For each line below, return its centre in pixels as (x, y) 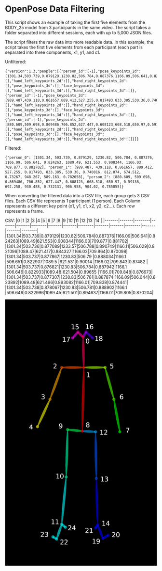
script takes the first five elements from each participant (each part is (74, 47)
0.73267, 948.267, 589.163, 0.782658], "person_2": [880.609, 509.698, (78, 177)
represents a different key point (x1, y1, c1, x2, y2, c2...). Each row (70, 206)
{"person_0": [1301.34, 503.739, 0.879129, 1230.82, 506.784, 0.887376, (80, 158)
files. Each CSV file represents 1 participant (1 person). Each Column (73, 201)
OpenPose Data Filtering (55, 9)
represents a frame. (25, 211)
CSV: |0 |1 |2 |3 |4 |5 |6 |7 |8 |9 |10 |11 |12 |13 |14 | (54, 220)
